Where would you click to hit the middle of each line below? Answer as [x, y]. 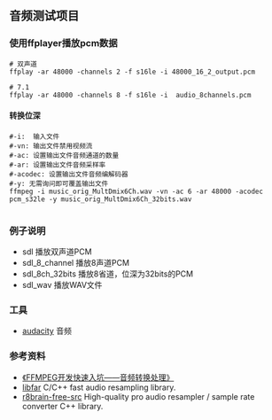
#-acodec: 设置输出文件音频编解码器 [69, 174]
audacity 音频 [47, 331]
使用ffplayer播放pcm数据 [63, 43]
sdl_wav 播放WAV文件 [62, 285]
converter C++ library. [62, 406]
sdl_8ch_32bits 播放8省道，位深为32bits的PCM [107, 274]
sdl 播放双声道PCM [57, 252]
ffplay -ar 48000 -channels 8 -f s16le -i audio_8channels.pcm [130, 95]
